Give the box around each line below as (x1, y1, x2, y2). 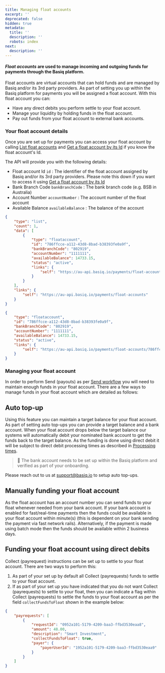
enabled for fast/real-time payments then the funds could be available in (5, 510, 151, 516)
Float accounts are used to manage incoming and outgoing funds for (5, 63, 148, 69)
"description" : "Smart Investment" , (31, 632, 107, 637)
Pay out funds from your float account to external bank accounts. (12, 115, 145, 121)
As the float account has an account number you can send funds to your (5, 500, 152, 506)
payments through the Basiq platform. (5, 69, 84, 75)
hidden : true (5, 21, 32, 26)
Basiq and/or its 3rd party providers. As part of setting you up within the (5, 85, 151, 91)
